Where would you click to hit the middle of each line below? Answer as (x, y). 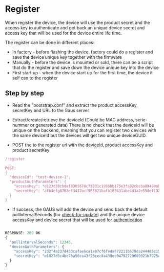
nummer (20, 125)
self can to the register (35, 78)
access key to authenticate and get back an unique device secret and (75, 27)
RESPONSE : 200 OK (23, 233)
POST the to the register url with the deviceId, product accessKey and (82, 145)
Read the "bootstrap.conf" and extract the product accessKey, (75, 105)
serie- (142, 120)
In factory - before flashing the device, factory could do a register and (82, 52)
